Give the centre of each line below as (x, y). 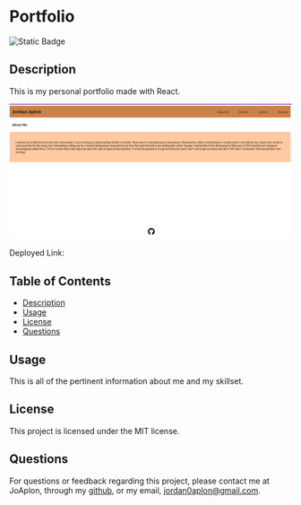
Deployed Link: (37, 253)
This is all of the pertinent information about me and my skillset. (127, 381)
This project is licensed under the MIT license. (95, 431)
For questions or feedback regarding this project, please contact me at (140, 481)
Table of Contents (60, 281)
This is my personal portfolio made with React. (95, 91)
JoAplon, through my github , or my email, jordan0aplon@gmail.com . (135, 490)
